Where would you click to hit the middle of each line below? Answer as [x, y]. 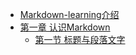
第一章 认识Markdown [65, 27]
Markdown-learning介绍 [69, 14]
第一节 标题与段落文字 [80, 39]
